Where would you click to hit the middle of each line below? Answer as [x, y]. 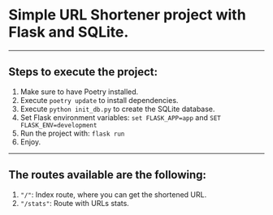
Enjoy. [30, 142]
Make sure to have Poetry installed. [79, 92]
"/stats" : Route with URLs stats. [75, 203]
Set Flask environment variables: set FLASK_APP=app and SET [120, 117]
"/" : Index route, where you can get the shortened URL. [113, 194]
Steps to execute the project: [83, 72]
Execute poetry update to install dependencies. [99, 100]
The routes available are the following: [108, 175]
